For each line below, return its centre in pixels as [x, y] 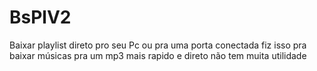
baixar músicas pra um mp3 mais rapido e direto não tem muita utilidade [158, 55]
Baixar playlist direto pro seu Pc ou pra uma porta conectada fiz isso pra [158, 45]
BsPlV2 [40, 17]
